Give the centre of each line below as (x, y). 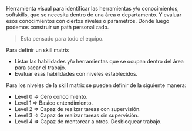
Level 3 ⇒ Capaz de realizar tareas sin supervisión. (77, 115)
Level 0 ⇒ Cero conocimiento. (51, 97)
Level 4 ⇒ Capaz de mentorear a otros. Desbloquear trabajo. (88, 122)
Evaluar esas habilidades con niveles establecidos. (76, 74)
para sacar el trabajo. (40, 68)
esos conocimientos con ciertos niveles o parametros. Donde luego (88, 21)
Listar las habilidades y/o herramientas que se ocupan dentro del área (99, 61)
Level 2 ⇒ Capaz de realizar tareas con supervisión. (78, 109)
